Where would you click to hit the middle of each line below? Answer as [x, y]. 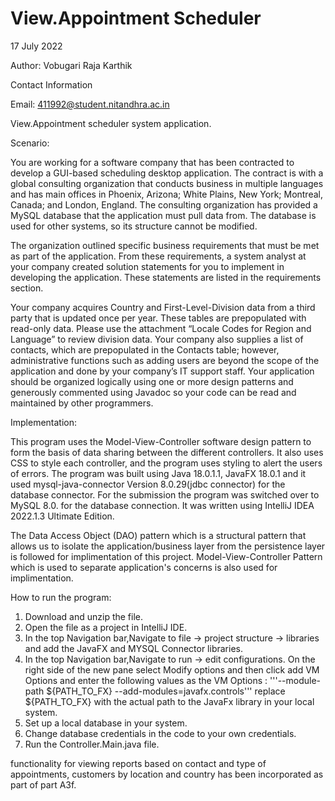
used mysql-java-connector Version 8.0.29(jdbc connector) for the [148, 484]
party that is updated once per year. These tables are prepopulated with [158, 318]
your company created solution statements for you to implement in [147, 266]
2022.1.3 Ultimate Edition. [62, 516]
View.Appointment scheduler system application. [111, 123]
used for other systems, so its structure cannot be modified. [134, 226]
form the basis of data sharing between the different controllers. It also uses [167, 452]
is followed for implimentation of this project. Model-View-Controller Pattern [166, 556]
